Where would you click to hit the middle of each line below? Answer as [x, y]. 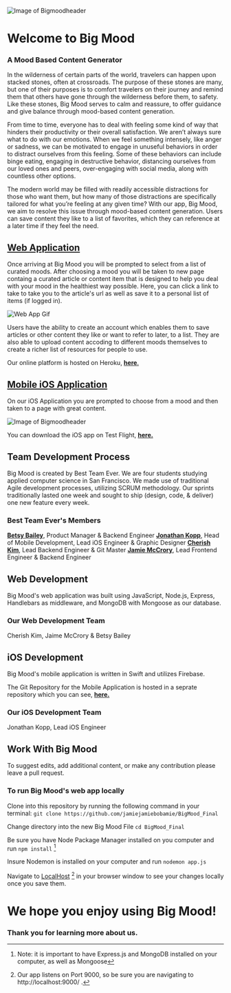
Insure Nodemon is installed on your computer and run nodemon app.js [107, 861]
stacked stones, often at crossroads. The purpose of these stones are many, [115, 82]
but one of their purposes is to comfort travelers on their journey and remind [115, 90]
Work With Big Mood [52, 749]
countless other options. [42, 176]
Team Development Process [69, 457]
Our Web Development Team [56, 620]
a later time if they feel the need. [53, 226]
